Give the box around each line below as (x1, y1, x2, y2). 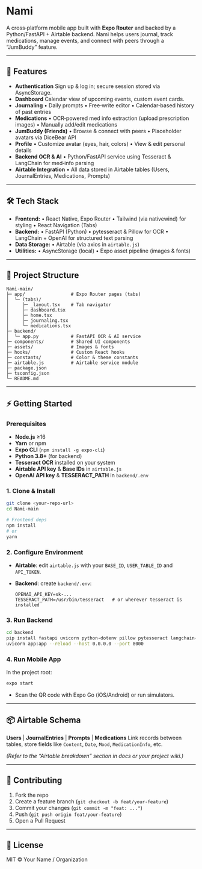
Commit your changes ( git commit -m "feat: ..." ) (14, 804, 143, 811)
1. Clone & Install (6, 486, 55, 495)
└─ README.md (6, 375, 39, 382)
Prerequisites (6, 419, 46, 428)
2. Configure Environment (6, 548, 84, 556)
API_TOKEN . (14, 568, 41, 575)
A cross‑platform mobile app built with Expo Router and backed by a (6, 24, 176, 31)
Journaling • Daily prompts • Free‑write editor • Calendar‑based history (14, 101, 194, 109)
